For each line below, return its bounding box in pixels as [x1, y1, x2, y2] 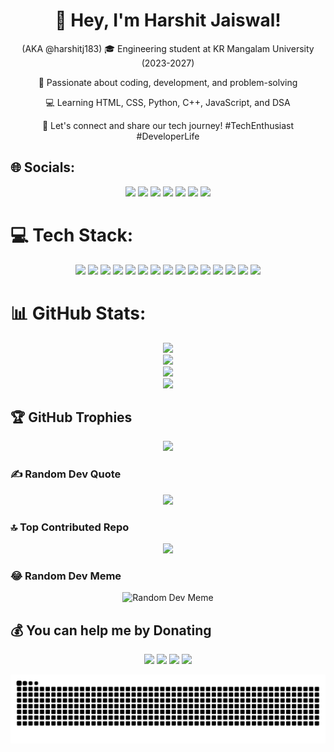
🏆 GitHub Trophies [10, 409, 133, 426]
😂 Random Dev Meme [10, 569, 122, 583]
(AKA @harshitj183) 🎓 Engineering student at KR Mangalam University [21, 42, 315, 54]
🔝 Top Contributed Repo [10, 520, 130, 534]
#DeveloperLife [136, 130, 200, 142]
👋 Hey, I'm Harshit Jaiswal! [54, 9, 282, 32]
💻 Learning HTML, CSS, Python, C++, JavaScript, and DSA [45, 96, 291, 108]
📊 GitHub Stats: [10, 302, 147, 324]
